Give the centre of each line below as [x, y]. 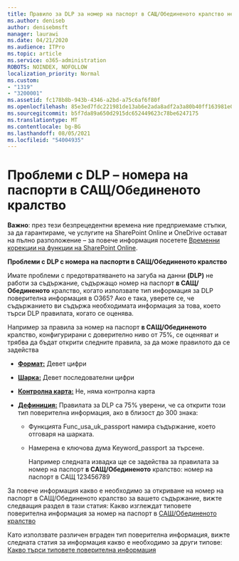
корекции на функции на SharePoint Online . [73, 248]
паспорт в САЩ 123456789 [69, 477]
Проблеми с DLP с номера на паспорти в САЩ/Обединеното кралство [117, 262]
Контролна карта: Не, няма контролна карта [86, 391]
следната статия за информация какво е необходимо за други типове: [115, 542]
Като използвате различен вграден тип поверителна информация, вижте [119, 535]
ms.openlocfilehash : [38, 107]
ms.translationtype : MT [43, 120]
